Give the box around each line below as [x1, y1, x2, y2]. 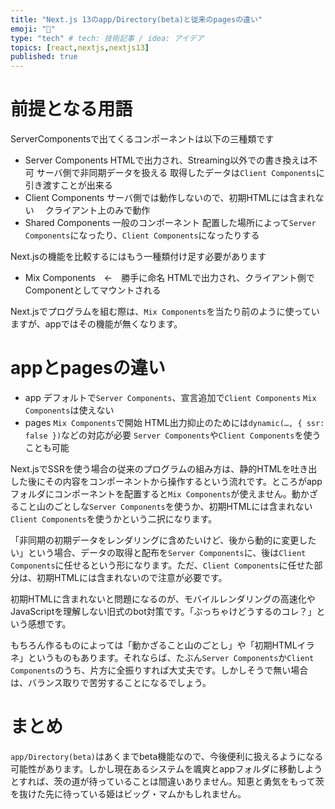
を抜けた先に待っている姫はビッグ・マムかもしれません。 [10, 787, 247, 800]
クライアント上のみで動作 [44, 204, 151, 216]
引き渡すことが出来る [24, 179, 113, 191]
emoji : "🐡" [10, 24, 56, 34]
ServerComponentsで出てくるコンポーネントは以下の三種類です [10, 133, 275, 145]
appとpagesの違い [10, 357, 166, 380]
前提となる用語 [10, 98, 133, 121]
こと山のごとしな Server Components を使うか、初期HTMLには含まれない [18, 501, 313, 512]
